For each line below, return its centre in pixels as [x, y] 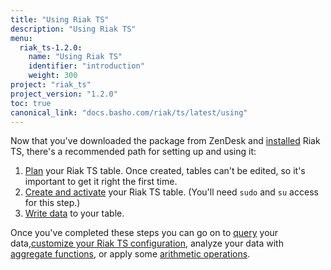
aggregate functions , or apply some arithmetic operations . [130, 254]
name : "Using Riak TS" [75, 57]
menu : [21, 38]
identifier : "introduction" [86, 66]
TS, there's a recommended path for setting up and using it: [133, 152]
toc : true [31, 103]
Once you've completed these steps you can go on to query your [144, 233]
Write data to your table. [74, 213]
